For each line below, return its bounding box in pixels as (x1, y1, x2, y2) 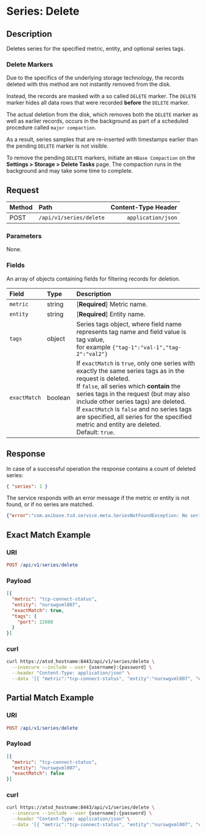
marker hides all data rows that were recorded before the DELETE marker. (6, 99, 190, 107)
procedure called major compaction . (6, 124, 97, 131)
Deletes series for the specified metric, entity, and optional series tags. (6, 45, 185, 52)
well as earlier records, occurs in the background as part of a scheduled (6, 118, 189, 125)
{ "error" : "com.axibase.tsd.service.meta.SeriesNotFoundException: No (6, 513, 188, 519)
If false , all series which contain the (76, 382, 181, 390)
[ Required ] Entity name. (76, 309, 146, 318)
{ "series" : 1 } (6, 483, 48, 490)
